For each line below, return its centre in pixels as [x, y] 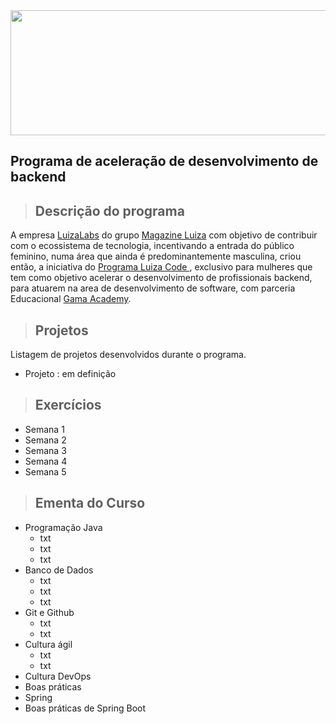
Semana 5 [45, 471]
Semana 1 [44, 429]
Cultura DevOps [58, 676]
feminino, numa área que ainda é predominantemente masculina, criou [156, 256]
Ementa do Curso [90, 503]
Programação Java [63, 527]
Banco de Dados [59, 570]
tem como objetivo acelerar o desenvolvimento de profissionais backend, [161, 278]
